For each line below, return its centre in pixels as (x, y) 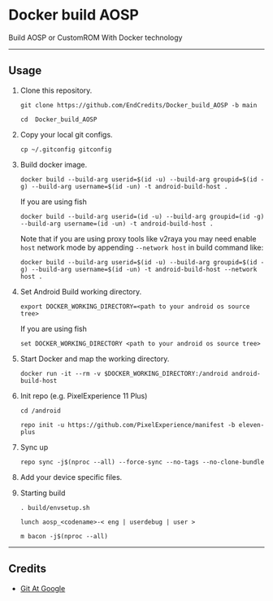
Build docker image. (54, 164)
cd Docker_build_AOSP (58, 120)
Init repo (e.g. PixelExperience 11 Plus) (84, 395)
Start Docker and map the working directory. (95, 359)
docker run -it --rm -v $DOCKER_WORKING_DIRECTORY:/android (124, 373)
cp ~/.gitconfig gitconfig (66, 149)
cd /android (40, 411)
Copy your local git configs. (66, 134)
